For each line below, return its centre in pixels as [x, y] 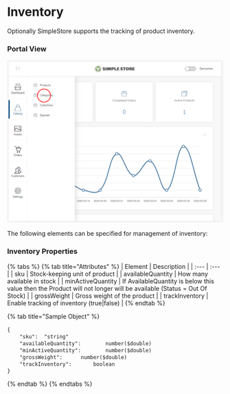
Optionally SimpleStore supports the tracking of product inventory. [101, 31]
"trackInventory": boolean [67, 364]
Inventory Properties [42, 252]
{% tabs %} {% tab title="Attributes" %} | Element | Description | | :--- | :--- [114, 266]
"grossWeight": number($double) [73, 357]
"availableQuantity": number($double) [86, 343]
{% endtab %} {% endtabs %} [50, 384]
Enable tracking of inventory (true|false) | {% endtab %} [87, 303]
